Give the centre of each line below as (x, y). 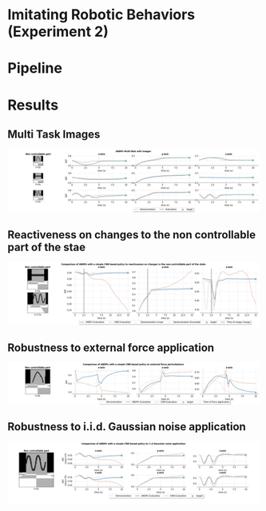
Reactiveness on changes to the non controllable (132, 235)
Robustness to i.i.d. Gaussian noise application (127, 427)
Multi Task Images (54, 134)
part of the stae (47, 247)
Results (33, 105)
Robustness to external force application (111, 347)
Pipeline (35, 68)
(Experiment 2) (58, 32)
